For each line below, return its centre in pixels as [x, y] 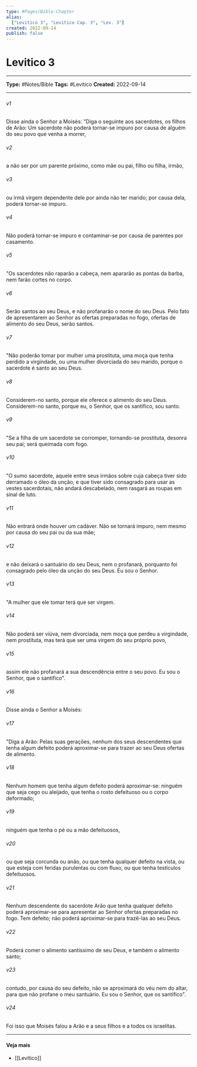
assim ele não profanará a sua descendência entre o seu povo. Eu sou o [93, 672]
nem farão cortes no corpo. [39, 280]
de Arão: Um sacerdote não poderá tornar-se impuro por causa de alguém [96, 128]
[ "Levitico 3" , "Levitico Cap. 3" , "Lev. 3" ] [68, 22]
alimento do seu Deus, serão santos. [50, 324]
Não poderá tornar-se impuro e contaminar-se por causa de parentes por [95, 235]
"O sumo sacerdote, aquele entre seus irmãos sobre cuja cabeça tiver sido [96, 476]
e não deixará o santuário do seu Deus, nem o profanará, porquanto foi [92, 564]
